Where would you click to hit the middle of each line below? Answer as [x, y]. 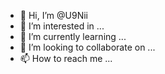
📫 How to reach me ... [66, 58]
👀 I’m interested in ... [62, 26]
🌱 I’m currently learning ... [73, 36]
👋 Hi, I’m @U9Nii [53, 15]
